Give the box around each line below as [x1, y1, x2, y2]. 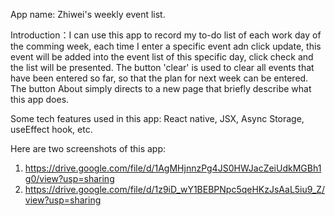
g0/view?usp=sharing [24, 173, 115, 184]
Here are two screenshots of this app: [10, 143, 167, 154]
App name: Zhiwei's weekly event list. [10, 9, 166, 20]
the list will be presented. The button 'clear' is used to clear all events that [10, 62, 315, 73]
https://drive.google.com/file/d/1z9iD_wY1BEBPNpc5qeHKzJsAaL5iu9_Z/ [24, 184, 326, 195]
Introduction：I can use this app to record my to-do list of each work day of [10, 29, 322, 41]
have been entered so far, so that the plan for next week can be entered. [10, 72, 309, 84]
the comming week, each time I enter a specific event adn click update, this [10, 40, 322, 52]
